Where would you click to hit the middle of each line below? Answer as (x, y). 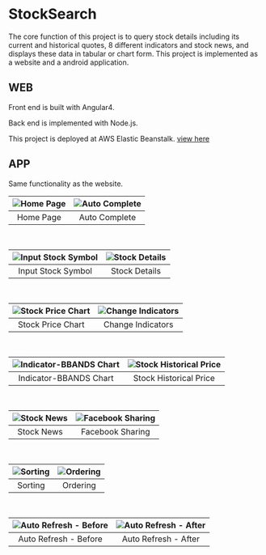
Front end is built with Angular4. (61, 107)
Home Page (39, 217)
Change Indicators (139, 324)
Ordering (79, 485)
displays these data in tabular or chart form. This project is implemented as (133, 53)
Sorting (31, 485)
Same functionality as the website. (66, 184)
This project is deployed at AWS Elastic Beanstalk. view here (109, 138)
